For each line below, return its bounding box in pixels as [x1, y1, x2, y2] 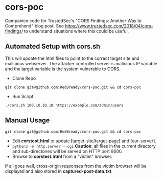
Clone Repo [12, 75, 36, 81]
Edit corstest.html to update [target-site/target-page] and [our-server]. [12, 138, 157, 144]
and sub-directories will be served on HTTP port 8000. [12, 148, 123, 154]
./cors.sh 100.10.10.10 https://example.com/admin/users [5, 102, 124, 108]
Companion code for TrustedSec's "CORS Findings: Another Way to [5, 18, 142, 24]
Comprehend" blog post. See [5, 23, 64, 28]
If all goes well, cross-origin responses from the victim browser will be [5, 163, 147, 169]
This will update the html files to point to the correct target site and [5, 55, 139, 61]
